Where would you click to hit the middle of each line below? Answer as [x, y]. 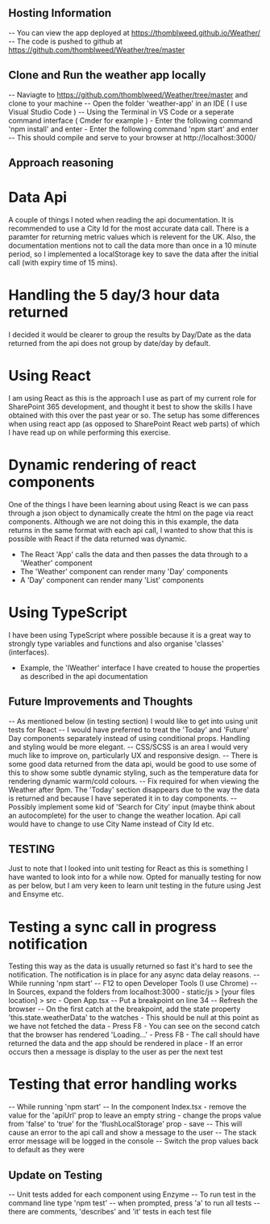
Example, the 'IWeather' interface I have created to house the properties [140, 668]
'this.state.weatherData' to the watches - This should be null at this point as [134, 1018]
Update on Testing [56, 1175]
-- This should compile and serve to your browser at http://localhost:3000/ [132, 137]
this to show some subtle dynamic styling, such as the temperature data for [134, 772]
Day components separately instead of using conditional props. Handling [129, 738]
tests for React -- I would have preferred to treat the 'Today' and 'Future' [129, 730]
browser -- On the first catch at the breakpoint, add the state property [125, 1009]
